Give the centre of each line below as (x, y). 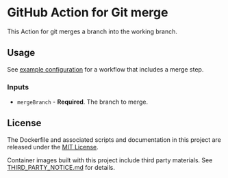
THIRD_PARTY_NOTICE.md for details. (61, 167)
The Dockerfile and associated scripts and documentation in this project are (114, 139)
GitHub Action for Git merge (88, 13)
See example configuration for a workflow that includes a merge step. (105, 69)
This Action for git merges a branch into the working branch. (92, 31)
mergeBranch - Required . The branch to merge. (83, 102)
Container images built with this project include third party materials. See (110, 160)
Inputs (18, 87)
